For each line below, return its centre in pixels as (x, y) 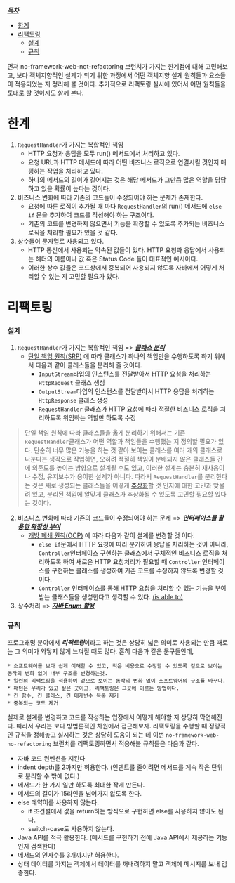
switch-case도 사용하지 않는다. (71, 828)
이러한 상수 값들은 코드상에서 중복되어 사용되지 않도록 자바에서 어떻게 (122, 267)
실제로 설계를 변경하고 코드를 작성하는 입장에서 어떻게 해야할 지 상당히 (103, 717)
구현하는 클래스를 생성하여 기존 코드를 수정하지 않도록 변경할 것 (138, 570)
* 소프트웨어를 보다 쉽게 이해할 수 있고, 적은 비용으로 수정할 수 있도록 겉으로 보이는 (115, 666)
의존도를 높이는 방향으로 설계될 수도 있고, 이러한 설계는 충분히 (116, 468)
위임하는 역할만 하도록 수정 (100, 418)
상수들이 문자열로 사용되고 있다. (60, 241)
